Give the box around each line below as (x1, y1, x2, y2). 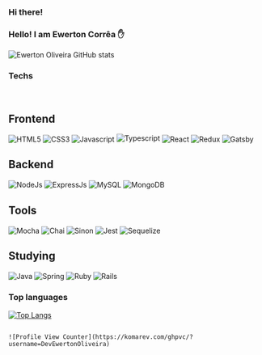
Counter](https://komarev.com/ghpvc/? (62, 332, 194, 341)
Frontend (8, 112, 56, 125)
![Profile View (8, 332, 60, 341)
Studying (8, 249, 56, 263)
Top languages (8, 292, 69, 303)
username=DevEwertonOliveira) (8, 340, 111, 348)
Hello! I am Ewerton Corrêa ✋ (8, 28, 125, 40)
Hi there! (8, 6, 44, 18)
